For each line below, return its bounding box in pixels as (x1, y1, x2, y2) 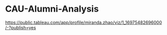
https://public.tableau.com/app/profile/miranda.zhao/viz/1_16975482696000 (5, 19, 162, 25)
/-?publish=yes (5, 24, 36, 30)
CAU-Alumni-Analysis (5, 3, 99, 15)
